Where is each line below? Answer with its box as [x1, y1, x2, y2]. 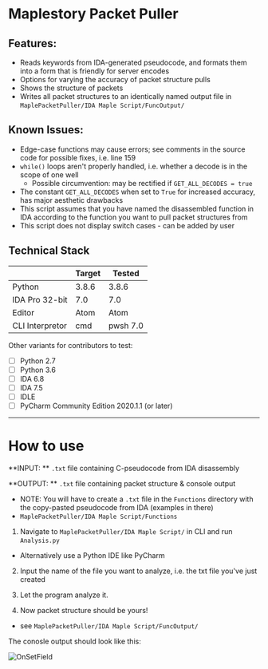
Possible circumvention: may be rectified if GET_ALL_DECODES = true [31, 178, 253, 188]
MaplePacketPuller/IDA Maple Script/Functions [19, 513, 178, 521]
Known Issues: [8, 123, 84, 137]
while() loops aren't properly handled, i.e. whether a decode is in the [19, 161, 248, 171]
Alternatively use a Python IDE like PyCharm [19, 550, 165, 560]
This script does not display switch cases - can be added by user [19, 220, 235, 230]
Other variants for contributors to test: [8, 340, 133, 350]
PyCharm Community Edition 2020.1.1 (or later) [19, 401, 173, 410]
